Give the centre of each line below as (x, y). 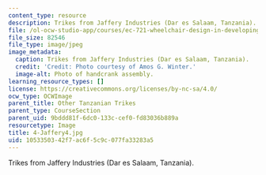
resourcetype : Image (42, 125)
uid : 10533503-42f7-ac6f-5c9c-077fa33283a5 (81, 140)
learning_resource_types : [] (56, 81)
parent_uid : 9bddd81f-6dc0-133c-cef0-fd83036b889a (93, 118)
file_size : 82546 (37, 37)
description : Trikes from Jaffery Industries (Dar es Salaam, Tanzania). (133, 23)
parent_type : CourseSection (55, 111)
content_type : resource (47, 15)
